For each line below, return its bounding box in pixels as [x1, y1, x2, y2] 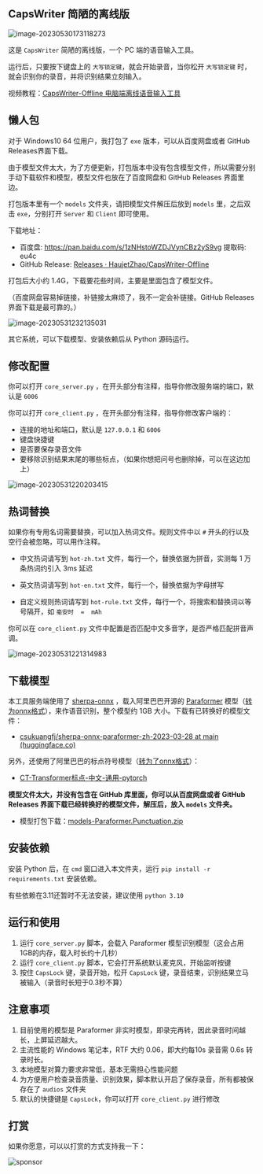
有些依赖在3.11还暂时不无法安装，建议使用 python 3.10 [8, 890, 184, 899]
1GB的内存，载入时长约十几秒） [19, 947, 122, 958]
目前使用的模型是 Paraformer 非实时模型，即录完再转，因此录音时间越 [19, 1025, 246, 1035]
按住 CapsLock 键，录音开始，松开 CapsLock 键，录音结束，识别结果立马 [19, 967, 250, 977]
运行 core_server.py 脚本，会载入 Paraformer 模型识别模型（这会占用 [19, 938, 245, 947]
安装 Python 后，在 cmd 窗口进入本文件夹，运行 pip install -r [8, 864, 210, 873]
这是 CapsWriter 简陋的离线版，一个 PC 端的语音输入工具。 [8, 45, 199, 54]
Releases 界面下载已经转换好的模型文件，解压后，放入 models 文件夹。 [8, 799, 237, 809]
